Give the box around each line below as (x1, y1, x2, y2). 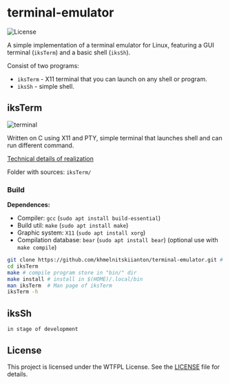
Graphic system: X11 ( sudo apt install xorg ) (17, 228, 146, 237)
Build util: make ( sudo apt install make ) (17, 222, 129, 230)
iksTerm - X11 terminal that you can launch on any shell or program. (17, 74, 208, 83)
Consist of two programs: (7, 61, 79, 70)
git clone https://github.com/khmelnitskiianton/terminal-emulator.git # (7, 257, 224, 264)
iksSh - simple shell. (17, 82, 74, 90)
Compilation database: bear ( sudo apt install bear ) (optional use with (17, 236, 218, 244)
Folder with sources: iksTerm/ (7, 167, 92, 176)
